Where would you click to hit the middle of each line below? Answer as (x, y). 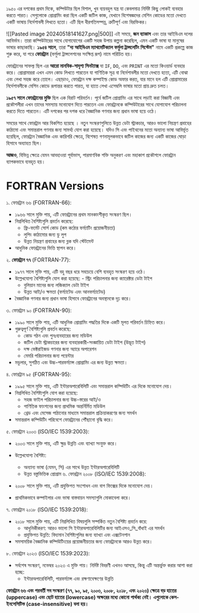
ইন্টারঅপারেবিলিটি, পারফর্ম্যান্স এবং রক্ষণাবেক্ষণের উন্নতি (69, 579)
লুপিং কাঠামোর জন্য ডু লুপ (45, 234)
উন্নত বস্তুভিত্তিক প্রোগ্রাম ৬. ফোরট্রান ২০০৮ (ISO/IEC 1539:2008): (85, 474)
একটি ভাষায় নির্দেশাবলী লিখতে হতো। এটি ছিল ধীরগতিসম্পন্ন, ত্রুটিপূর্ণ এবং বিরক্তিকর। (77, 22)
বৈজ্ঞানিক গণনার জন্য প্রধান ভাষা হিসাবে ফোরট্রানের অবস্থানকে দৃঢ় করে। (73, 298)
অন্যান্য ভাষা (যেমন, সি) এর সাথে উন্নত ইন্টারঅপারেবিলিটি (72, 467)
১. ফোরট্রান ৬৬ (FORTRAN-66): (39, 202)
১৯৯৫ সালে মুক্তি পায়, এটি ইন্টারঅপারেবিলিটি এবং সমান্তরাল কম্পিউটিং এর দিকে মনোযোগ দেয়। (94, 386)
